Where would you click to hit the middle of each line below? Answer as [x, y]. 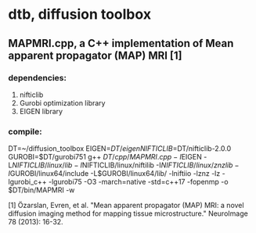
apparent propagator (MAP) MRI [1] [95, 55]
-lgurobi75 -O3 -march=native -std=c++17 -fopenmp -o [138, 182]
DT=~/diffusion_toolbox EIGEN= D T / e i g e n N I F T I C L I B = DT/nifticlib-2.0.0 [120, 149]
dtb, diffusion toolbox [79, 14]
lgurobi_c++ [27, 182]
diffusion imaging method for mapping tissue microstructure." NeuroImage [128, 213]
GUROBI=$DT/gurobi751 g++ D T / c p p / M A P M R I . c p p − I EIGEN [105, 157]
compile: [25, 131]
